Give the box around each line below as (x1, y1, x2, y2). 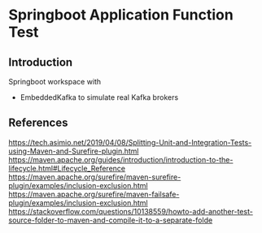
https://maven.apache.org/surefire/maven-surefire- (8, 172, 181, 182)
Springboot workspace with (8, 77, 102, 86)
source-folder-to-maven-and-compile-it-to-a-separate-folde (8, 215, 213, 225)
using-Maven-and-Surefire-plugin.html (8, 146, 139, 156)
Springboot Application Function (8, 6, 234, 24)
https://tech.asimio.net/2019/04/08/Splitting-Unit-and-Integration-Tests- (8, 137, 252, 147)
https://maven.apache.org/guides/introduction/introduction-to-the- (8, 154, 234, 164)
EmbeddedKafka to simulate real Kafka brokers (20, 93, 179, 102)
